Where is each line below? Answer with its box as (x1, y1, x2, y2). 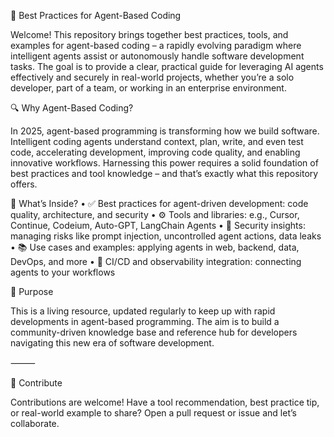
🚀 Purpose (10, 286, 54, 297)
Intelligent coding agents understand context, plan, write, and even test (10, 136, 304, 147)
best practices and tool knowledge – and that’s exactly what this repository (10, 168, 319, 179)
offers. (10, 178, 38, 190)
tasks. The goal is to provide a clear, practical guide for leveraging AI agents (10, 61, 324, 72)
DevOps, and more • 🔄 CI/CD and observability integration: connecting (10, 256, 302, 267)
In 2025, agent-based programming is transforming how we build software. (10, 125, 320, 137)
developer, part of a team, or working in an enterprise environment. (10, 82, 287, 94)
